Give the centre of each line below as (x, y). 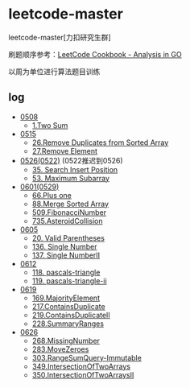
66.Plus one (52, 195)
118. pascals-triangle (66, 272)
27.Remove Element (65, 151)
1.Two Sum (50, 125)
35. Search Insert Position (75, 169)
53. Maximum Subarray (71, 178)
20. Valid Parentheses (68, 237)
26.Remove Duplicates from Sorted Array (100, 142)
